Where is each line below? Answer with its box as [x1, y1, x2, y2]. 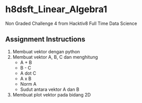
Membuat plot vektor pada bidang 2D [12, 91, 91, 97]
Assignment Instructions [5, 35, 85, 44]
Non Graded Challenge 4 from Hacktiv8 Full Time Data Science [5, 20, 137, 26]
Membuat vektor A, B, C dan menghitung [12, 54, 98, 60]
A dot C [20, 70, 37, 76]
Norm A [20, 81, 37, 87]
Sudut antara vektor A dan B [20, 86, 80, 92]
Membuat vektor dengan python [12, 48, 80, 54]
